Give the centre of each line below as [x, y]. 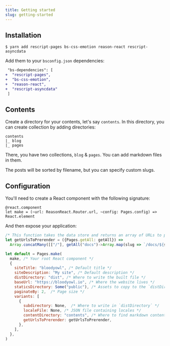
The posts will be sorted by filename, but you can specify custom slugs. [80, 170]
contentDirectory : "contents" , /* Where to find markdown [86, 316]
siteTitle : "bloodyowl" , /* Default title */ [63, 268]
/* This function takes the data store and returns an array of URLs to [83, 235]
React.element [20, 216]
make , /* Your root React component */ [52, 259]
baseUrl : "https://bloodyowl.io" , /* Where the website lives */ [85, 282]
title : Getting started [30, 10]
